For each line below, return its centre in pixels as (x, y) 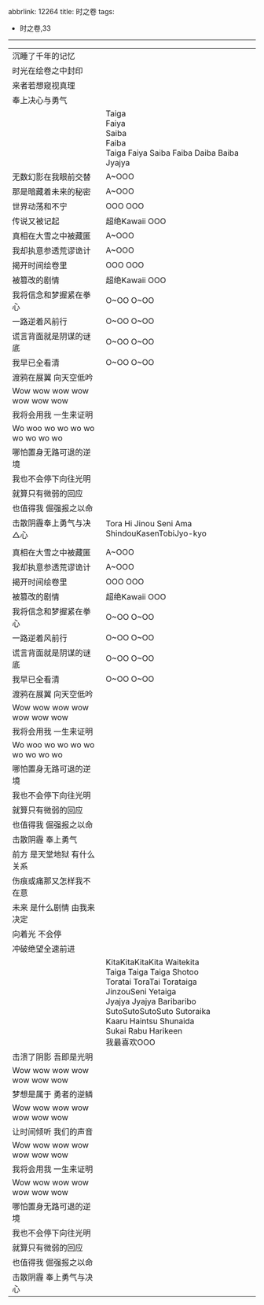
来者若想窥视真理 (44, 85)
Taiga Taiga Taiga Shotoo (152, 972)
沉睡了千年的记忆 (44, 56)
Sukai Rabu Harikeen (144, 1031)
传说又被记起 (36, 221)
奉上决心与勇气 (40, 100)
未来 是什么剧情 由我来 (54, 907)
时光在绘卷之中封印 (48, 71)
